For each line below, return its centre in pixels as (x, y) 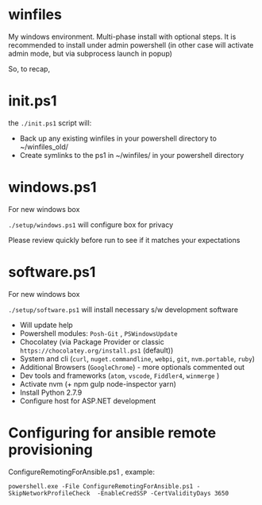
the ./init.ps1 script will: (50, 123)
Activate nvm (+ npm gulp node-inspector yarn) (98, 384)
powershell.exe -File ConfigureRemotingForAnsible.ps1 (101, 486)
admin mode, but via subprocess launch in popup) (91, 53)
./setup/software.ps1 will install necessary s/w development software (123, 309)
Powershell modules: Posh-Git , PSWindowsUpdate (99, 333)
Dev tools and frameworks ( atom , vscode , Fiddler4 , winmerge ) (119, 376)
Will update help (46, 325)
